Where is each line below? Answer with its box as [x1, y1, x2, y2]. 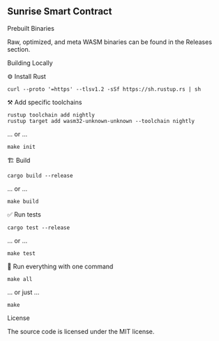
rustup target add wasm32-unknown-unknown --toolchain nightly [7, 117, 195, 124]
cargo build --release [7, 172, 73, 179]
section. [7, 45, 31, 53]
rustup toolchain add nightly [7, 111, 96, 118]
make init [7, 143, 36, 150]
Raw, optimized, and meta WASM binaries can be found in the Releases [7, 38, 213, 46]
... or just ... [7, 288, 40, 296]
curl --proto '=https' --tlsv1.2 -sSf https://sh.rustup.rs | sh [7, 85, 201, 93]
